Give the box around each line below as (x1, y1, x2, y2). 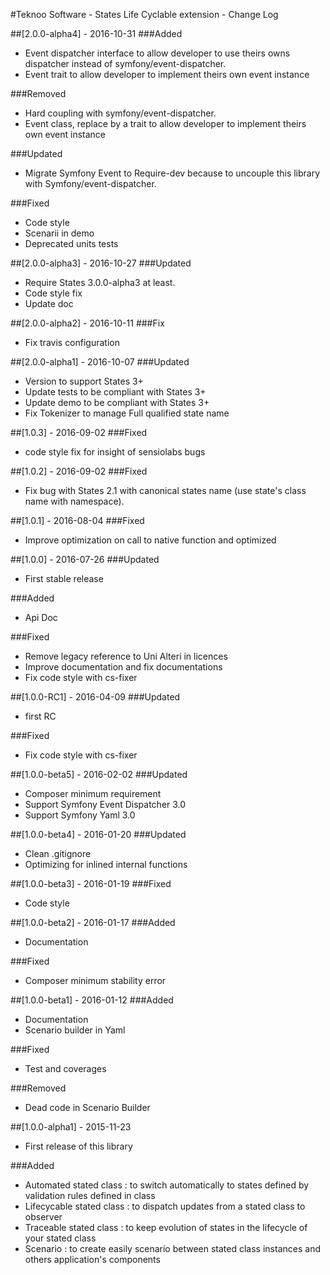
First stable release (24, 573, 104, 584)
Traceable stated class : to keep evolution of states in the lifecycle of (24, 1222, 308, 1233)
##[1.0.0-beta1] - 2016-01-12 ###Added (10, 994, 174, 1006)
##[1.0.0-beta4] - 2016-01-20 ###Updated (10, 829, 187, 840)
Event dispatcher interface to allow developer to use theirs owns (24, 47, 291, 59)
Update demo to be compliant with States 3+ (24, 397, 210, 408)
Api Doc (24, 612, 58, 623)
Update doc (24, 298, 74, 309)
